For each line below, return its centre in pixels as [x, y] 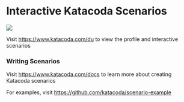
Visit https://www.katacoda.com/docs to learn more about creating [89, 74]
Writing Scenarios [33, 61]
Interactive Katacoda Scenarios [87, 11]
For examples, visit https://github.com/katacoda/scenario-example [89, 92]
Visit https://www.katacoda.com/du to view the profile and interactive [92, 39]
